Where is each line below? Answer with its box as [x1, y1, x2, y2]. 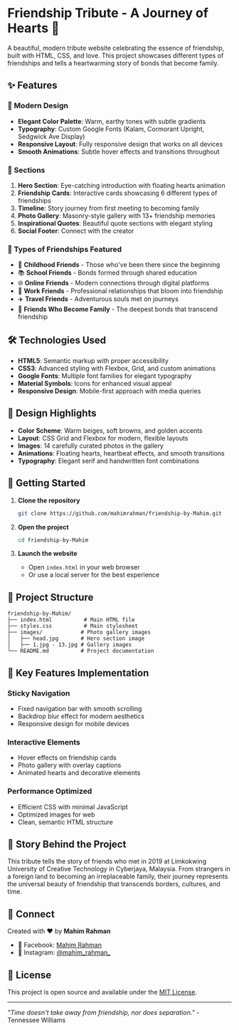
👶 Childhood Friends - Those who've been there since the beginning [17, 261, 221, 269]
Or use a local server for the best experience [28, 571, 160, 579]
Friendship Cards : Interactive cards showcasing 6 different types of [17, 189, 218, 197]
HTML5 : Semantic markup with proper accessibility [17, 357, 169, 365]
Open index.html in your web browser [28, 563, 140, 572]
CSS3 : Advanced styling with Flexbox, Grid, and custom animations [17, 364, 216, 373]
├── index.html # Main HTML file [7, 616, 135, 624]
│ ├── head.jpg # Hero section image [7, 635, 144, 642]
